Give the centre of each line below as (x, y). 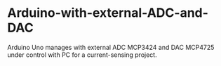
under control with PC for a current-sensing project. (82, 55)
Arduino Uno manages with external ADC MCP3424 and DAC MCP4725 (111, 47)
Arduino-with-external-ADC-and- (108, 13)
